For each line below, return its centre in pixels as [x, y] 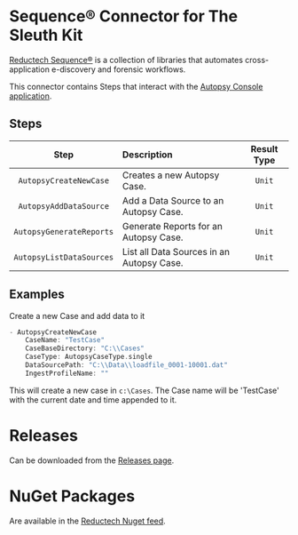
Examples [37, 295]
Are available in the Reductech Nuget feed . [87, 521]
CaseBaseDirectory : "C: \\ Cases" [85, 348]
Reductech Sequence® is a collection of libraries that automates [126, 60]
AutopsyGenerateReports [64, 232]
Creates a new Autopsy [171, 175]
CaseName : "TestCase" [65, 340]
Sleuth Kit [46, 35]
